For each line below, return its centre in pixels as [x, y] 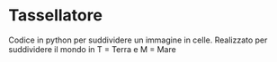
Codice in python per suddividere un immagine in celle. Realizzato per [138, 40]
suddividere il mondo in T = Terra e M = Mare [92, 49]
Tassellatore [55, 15]
